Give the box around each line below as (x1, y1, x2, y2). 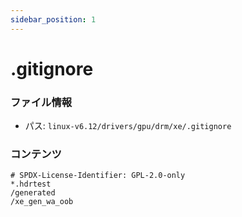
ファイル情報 (10, 95, 73, 109)
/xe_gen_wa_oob (10, 197, 74, 207)
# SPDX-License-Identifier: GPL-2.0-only (10, 171, 186, 181)
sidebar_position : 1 (10, 14, 97, 25)
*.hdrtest (10, 179, 52, 190)
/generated (10, 188, 56, 198)
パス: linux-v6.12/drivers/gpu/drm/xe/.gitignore (24, 120, 232, 132)
